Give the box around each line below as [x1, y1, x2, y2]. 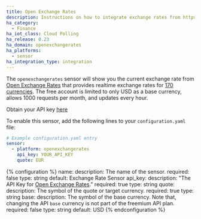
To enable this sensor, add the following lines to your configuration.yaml [6, 117, 186, 124]
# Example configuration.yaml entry [6, 135, 98, 141]
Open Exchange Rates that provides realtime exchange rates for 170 [6, 81, 173, 88]
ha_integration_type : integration [6, 58, 93, 64]
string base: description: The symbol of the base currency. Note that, [6, 193, 176, 201]
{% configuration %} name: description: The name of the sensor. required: [6, 168, 190, 175]
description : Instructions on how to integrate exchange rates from [6, 14, 181, 20]
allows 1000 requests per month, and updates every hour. [6, 94, 148, 101]
